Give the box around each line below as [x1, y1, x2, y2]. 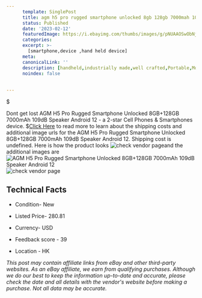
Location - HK [14, 247, 50, 255]
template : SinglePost [22, 8, 77, 15]
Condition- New [14, 200, 55, 208]
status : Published [22, 20, 69, 26]
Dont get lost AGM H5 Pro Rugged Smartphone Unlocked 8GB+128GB [6, 110, 179, 117]
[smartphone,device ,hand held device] [28, 48, 128, 54]
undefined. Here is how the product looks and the [6, 142, 183, 149]
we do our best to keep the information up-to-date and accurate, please [6, 272, 186, 279]
